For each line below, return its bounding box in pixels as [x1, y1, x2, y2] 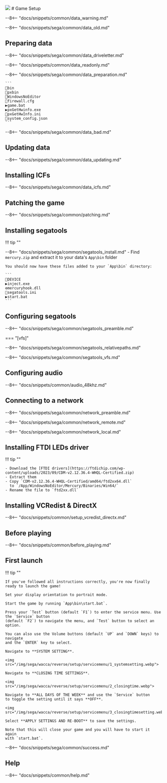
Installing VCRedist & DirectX [5, 501, 97, 510]
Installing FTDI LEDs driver [5, 443, 89, 451]
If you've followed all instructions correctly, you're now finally [5, 579, 150, 584]
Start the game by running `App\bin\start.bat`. [5, 601, 108, 606]
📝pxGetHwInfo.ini [5, 111, 41, 116]
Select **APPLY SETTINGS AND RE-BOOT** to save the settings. [5, 718, 137, 723]
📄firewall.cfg [5, 98, 35, 103]
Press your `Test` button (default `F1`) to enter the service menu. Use [5, 609, 162, 614]
